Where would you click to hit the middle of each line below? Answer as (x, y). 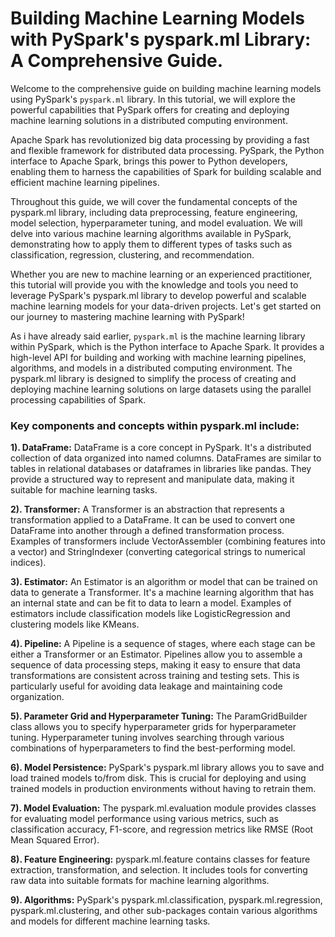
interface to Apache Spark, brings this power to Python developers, (149, 161)
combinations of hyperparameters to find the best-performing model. (153, 748)
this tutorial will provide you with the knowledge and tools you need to (154, 284)
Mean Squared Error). (55, 840)
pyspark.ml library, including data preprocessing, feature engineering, (154, 212)
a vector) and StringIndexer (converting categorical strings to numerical (158, 552)
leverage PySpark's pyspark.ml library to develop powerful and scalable (158, 295)
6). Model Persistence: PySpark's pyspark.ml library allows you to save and (167, 768)
